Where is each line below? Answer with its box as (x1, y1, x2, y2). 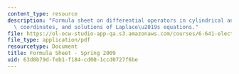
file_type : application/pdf (7, 37, 91, 44)
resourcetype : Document (7, 43, 78, 50)
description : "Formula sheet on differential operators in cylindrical (7, 17, 224, 24)
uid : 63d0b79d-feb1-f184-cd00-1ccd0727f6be (7, 56, 139, 63)
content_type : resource (7, 10, 78, 18)
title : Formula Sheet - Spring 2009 (7, 50, 116, 57)
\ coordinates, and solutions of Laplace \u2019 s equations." (14, 23, 199, 30)
